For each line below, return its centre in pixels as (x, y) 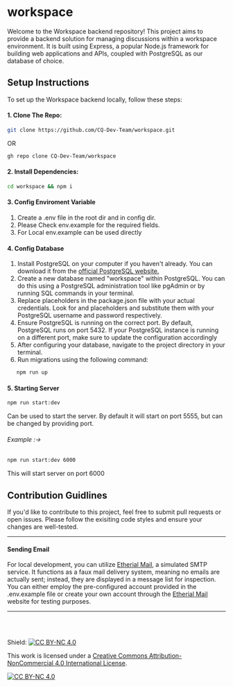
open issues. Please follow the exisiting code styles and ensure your (105, 520)
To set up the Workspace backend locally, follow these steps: (95, 99)
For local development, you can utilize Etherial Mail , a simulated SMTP (107, 565)
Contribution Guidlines (57, 495)
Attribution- (165, 656)
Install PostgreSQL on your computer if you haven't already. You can (115, 264)
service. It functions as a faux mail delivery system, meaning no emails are (114, 572)
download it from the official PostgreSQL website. (88, 271)
